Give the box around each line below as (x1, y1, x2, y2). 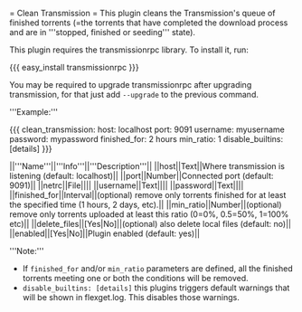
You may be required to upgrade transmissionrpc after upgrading (9, 80, 252, 90)
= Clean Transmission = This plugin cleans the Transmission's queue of (9, 8, 276, 18)
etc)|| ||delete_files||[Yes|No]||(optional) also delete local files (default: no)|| (9, 219, 292, 229)
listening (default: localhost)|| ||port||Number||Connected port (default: (9, 171, 274, 181)
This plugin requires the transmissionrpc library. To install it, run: (9, 44, 249, 55)
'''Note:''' (9, 246, 44, 256)
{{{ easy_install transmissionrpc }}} (9, 62, 140, 72)
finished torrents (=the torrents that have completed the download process (9, 17, 288, 28)
